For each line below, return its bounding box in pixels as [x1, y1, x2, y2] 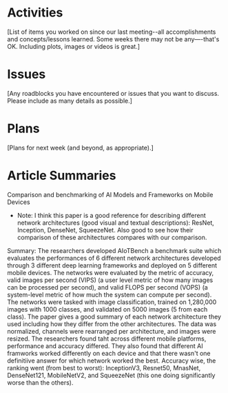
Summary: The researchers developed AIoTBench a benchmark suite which [7, 246, 222, 254]
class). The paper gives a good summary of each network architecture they [7, 312, 222, 321]
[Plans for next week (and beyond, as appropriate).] [7, 143, 154, 152]
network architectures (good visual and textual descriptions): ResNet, [17, 219, 215, 227]
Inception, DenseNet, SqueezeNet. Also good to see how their [17, 225, 194, 234]
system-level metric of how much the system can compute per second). [7, 290, 212, 299]
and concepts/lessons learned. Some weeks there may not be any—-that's [7, 34, 220, 43]
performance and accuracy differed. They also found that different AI [7, 341, 203, 350]
